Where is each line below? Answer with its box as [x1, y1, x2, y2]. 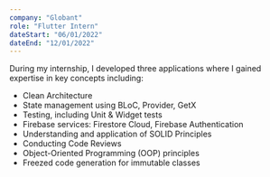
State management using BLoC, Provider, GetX [22, 100, 197, 111]
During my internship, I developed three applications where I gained [9, 63, 262, 74]
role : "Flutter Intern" [9, 22, 99, 31]
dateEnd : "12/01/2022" [9, 38, 95, 48]
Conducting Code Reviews [22, 138, 122, 149]
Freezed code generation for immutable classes [22, 157, 200, 168]
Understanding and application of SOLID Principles [22, 128, 212, 140]
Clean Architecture [22, 90, 93, 101]
